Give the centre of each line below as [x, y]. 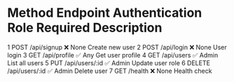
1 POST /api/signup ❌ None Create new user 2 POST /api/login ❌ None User [117, 47]
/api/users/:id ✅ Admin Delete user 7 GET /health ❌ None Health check [110, 71]
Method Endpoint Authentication [105, 13]
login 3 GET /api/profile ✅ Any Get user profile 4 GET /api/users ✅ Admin [113, 55]
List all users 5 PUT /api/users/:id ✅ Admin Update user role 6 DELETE [109, 63]
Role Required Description [85, 28]
